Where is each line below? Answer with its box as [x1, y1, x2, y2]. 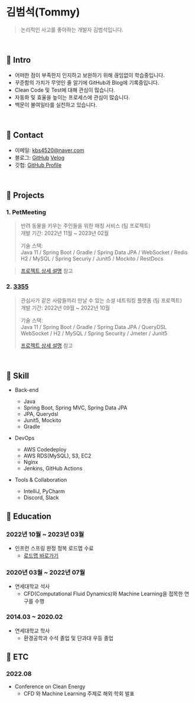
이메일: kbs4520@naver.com [14, 146, 84, 154]
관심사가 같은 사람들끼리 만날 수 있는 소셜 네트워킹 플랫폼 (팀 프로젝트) [20, 296, 182, 304]
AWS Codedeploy [23, 446, 67, 453]
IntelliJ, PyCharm [23, 488, 65, 495]
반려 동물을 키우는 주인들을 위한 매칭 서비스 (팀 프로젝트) [20, 222, 151, 230]
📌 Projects [6, 190, 45, 200]
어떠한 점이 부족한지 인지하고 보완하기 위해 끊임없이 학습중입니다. [14, 72, 165, 79]
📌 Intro [6, 55, 31, 65]
